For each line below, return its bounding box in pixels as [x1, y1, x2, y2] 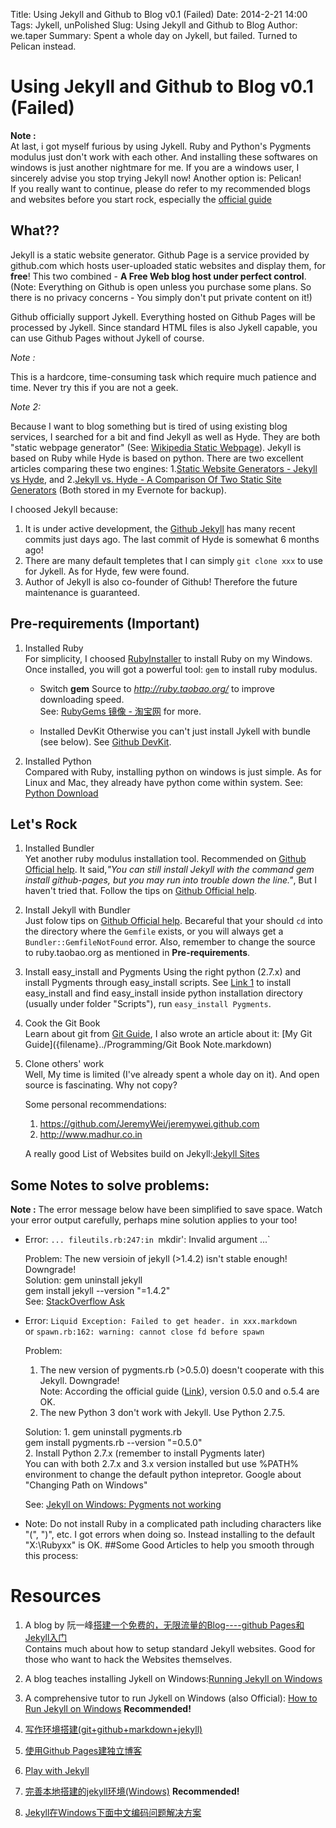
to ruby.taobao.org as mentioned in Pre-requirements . [24, 947, 251, 959]
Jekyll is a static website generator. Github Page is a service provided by [10, 249, 310, 261]
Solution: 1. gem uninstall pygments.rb [24, 1426, 182, 1438]
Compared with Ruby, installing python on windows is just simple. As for [24, 765, 322, 778]
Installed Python [24, 755, 92, 767]
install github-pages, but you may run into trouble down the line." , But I [24, 874, 318, 886]
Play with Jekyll [24, 1765, 90, 1777]
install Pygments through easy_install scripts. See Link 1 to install [24, 977, 292, 989]
